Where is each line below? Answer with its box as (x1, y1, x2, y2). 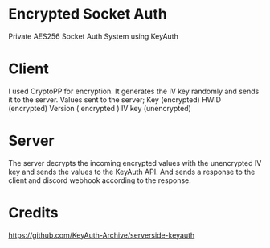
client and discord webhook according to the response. (8, 175, 191, 185)
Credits (8, 204, 59, 221)
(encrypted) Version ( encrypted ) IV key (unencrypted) (8, 103, 191, 113)
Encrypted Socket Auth (8, 5, 167, 23)
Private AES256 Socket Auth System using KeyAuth (8, 31, 178, 41)
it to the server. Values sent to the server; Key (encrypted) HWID (8, 94, 222, 105)
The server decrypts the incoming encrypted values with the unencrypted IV (8, 158, 262, 167)
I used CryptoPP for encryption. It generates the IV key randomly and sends (8, 86, 260, 96)
